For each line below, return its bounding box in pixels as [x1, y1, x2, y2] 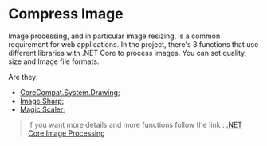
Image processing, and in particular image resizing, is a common [8, 31, 221, 41]
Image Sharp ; [19, 96, 65, 105]
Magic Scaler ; [19, 105, 66, 114]
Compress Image [8, 5, 124, 23]
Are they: [8, 72, 38, 81]
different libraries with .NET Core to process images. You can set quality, [8, 48, 247, 57]
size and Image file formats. [8, 57, 100, 66]
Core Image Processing [27, 128, 105, 138]
